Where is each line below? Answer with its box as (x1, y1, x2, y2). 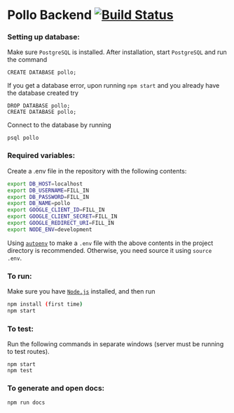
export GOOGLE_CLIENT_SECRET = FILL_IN (7, 213, 118, 221)
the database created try (7, 88, 79, 98)
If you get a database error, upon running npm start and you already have (7, 81, 220, 90)
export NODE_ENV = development (7, 225, 92, 233)
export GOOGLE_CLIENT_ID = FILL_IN (7, 206, 105, 214)
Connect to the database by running (7, 121, 112, 129)
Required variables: (7, 151, 76, 161)
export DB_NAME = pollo (7, 200, 71, 207)
